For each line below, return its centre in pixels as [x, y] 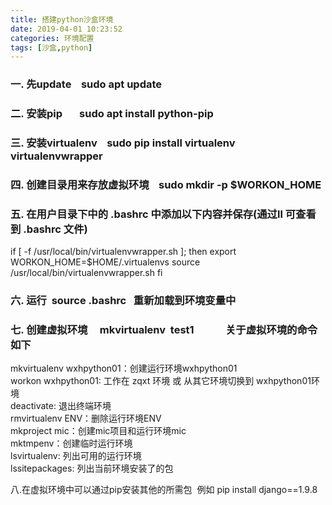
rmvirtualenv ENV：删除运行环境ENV [86, 418]
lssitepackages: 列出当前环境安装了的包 [92, 468]
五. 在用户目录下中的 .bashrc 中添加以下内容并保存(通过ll [146, 214]
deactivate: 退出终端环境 [61, 406]
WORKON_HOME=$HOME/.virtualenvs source [105, 262]
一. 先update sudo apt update [86, 84]
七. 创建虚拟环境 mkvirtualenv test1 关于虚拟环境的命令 [164, 330]
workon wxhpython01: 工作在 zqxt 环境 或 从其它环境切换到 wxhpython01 [161, 381]
